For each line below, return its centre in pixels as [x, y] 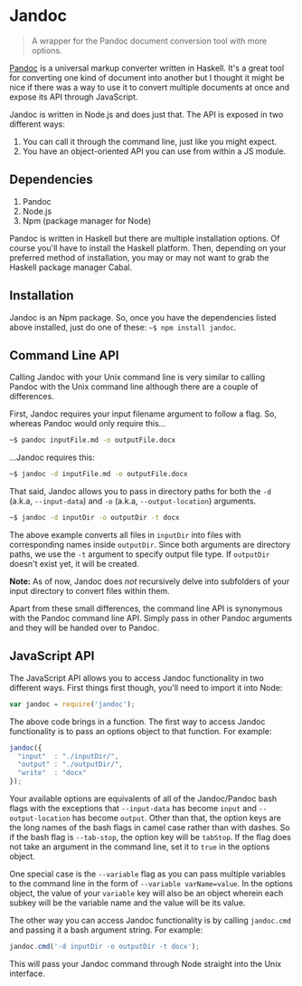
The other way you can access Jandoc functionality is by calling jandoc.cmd [151, 921]
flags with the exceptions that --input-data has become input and [133, 809]
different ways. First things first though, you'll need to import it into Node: [146, 687]
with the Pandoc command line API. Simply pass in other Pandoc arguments [151, 618]
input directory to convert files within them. [90, 591]
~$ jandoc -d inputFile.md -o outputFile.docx [99, 474]
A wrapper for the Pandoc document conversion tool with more [149, 41]
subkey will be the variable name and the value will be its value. [127, 903]
